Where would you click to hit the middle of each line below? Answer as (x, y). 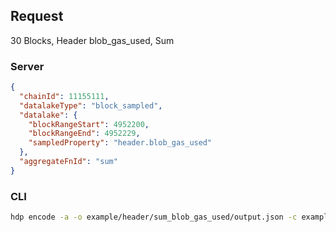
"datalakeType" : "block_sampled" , (91, 105)
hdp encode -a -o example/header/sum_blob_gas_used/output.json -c (154, 217)
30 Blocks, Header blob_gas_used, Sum (92, 40)
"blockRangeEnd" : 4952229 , (84, 134)
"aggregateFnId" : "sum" (68, 162)
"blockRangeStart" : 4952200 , (89, 124)
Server (27, 66)
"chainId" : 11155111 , (64, 96)
